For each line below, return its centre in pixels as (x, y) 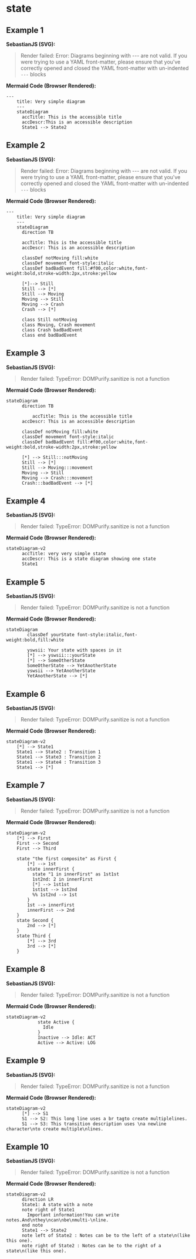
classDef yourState (51, 635)
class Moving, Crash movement (58, 325)
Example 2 (26, 145)
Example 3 (26, 353)
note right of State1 (48, 1210)
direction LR (38, 1200)
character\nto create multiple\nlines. (55, 1129)
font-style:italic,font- (107, 635)
